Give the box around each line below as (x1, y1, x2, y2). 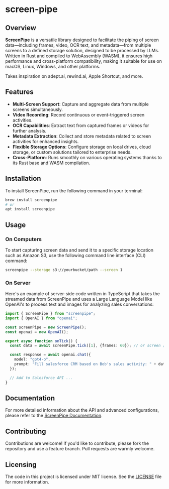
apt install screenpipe (5, 207, 55, 212)
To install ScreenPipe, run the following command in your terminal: (5, 187, 143, 194)
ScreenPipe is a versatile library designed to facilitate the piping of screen (5, 37, 159, 43)
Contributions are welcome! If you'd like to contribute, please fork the (5, 440, 149, 446)
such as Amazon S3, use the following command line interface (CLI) (5, 252, 146, 258)
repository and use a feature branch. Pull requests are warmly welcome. (5, 446, 155, 452)
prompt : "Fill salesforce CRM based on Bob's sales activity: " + (14, 361, 156, 367)
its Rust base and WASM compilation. (12, 160, 91, 166)
